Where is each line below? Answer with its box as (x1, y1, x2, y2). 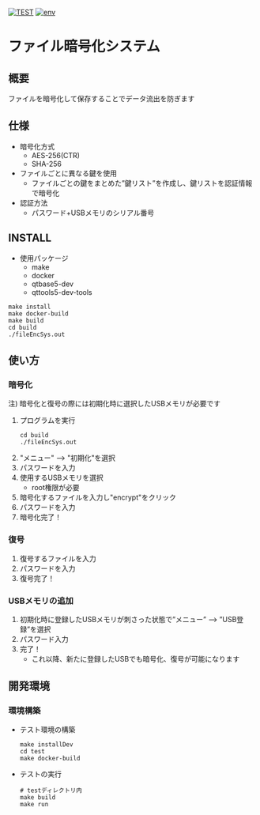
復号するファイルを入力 (19, 553, 96, 563)
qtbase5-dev (31, 279, 73, 289)
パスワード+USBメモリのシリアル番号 (31, 208, 155, 217)
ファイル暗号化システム (8, 38, 160, 55)
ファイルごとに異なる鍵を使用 (19, 168, 117, 178)
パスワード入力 (19, 634, 69, 643)
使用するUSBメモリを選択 (19, 473, 104, 482)
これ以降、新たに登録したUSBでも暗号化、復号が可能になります (31, 654, 240, 663)
